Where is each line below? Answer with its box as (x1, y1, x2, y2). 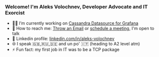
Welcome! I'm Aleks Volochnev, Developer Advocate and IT (5, 3, 148, 10)
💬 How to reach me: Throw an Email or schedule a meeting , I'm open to (12, 26, 154, 31)
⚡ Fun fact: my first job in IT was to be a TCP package (12, 47, 120, 53)
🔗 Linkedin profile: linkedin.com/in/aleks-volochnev (12, 36, 115, 42)
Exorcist (5, 9, 25, 16)
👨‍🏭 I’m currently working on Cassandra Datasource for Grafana (12, 20, 139, 26)
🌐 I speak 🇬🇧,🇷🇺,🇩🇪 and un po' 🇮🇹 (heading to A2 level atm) (12, 41, 140, 47)
